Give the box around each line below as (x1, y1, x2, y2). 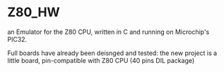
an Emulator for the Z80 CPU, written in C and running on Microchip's (7, 28, 210, 36)
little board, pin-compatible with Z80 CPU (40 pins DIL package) (7, 56, 195, 64)
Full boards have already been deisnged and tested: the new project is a (7, 49, 218, 57)
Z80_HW (7, 4, 60, 20)
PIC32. (7, 35, 28, 43)
